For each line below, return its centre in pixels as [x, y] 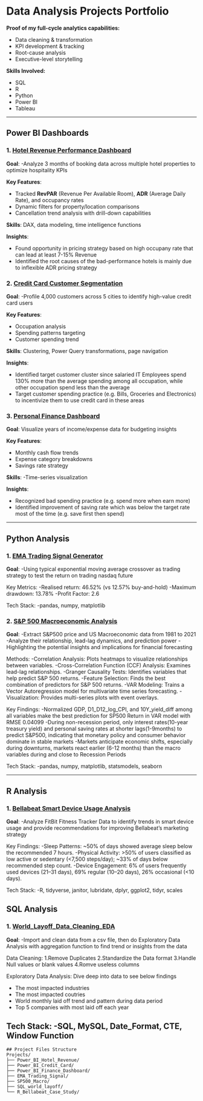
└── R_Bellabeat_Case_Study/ [43, 1092]
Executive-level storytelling [49, 59]
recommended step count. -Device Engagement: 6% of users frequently [96, 865]
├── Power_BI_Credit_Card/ [40, 1066]
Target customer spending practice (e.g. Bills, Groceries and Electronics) [105, 394]
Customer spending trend [47, 339]
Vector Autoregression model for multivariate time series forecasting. [92, 691]
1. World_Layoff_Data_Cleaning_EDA [61, 926]
